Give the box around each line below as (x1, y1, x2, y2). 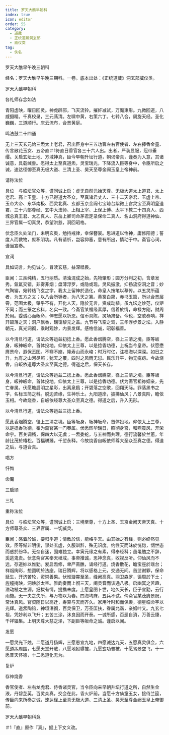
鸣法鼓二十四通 (5, 130, 36, 136)
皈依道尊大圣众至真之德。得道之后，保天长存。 (18, 361, 116, 367)
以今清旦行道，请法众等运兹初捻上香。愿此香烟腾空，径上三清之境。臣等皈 (5, 336, 159, 342)
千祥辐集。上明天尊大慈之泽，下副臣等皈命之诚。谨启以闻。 (5, 617, 129, 624)
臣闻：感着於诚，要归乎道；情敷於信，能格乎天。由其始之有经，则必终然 (5, 536, 155, 542)
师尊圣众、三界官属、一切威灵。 (9, 525, 76, 531)
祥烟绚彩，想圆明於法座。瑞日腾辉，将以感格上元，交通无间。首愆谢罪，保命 (5, 567, 164, 573)
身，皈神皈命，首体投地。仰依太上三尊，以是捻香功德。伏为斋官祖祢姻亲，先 (5, 378, 164, 384)
